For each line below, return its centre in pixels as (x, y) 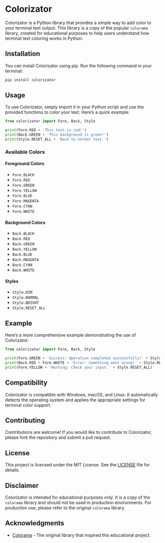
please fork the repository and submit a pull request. (58, 437)
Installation (23, 54)
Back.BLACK (23, 234)
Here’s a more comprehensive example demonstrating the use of (71, 335)
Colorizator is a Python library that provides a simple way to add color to (78, 23)
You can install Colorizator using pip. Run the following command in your (79, 65)
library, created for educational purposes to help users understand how (77, 33)
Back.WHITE (23, 271)
